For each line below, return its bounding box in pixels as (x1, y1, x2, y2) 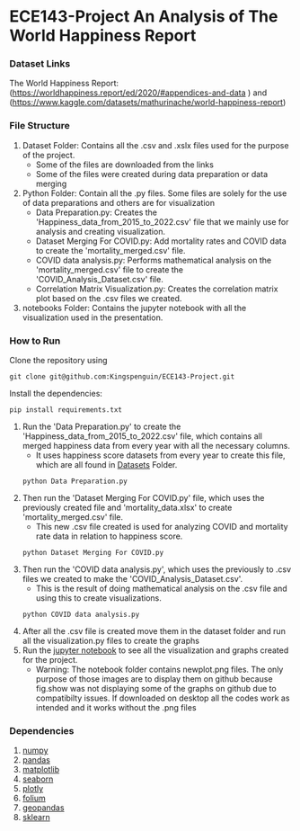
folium (22, 793, 47, 804)
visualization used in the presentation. (22, 312, 163, 323)
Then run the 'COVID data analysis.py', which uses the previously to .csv (22, 564, 292, 575)
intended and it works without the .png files (35, 702, 197, 713)
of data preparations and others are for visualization (22, 197, 216, 208)
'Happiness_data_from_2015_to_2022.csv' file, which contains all (22, 431, 263, 442)
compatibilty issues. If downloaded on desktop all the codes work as (35, 692, 290, 703)
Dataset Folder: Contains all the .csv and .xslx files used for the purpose (22, 139, 289, 150)
